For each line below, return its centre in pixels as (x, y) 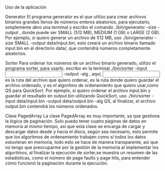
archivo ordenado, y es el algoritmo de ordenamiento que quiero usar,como (82, 85)
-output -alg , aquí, (83, 74)
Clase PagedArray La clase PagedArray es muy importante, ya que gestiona (82, 116)
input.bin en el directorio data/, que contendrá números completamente (78, 48)
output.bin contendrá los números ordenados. (52, 106)
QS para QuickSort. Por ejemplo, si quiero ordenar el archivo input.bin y (78, 90)
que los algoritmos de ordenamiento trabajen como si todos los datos (76, 137)
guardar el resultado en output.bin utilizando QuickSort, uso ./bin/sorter (78, 96)
